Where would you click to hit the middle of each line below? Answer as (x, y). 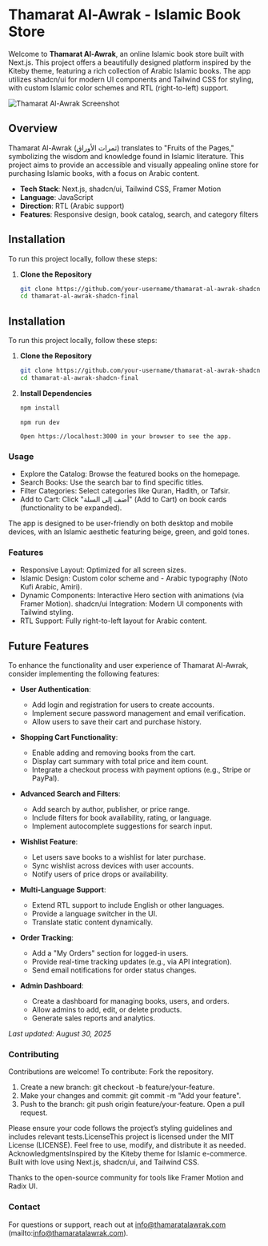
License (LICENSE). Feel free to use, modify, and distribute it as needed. (127, 1145)
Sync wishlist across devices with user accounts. (113, 866)
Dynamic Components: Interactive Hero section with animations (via (132, 595)
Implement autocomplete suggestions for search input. (122, 826)
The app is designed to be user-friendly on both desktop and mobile (121, 523)
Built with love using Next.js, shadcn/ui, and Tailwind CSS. (104, 1162)
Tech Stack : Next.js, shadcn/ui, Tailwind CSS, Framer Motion (120, 189)
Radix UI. (23, 1186)
